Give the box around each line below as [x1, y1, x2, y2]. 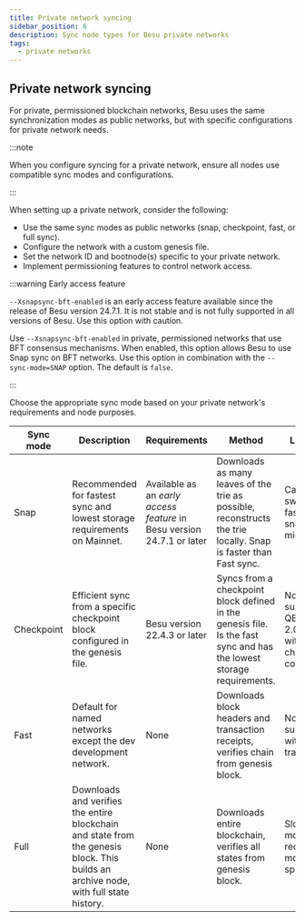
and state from [72, 828, 134, 841]
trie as [216, 488, 243, 501]
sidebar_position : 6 [9, 22, 88, 31]
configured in [72, 634, 130, 646]
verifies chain [216, 746, 274, 758]
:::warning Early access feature [9, 278, 126, 289]
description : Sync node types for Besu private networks [9, 30, 230, 39]
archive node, [72, 874, 131, 886]
